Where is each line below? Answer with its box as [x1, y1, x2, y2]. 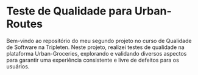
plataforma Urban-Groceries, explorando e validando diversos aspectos [6, 50, 187, 57]
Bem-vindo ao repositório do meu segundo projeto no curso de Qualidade [6, 37, 192, 44]
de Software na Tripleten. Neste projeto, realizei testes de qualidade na [6, 44, 185, 51]
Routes [6, 17, 43, 31]
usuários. [6, 62, 30, 70]
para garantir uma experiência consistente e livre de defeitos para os [6, 56, 180, 64]
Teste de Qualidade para [6, 4, 133, 18]
